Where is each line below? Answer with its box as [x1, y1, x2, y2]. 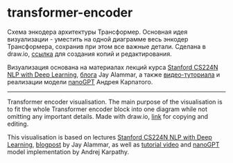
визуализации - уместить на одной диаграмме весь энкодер [7, 35, 189, 43]
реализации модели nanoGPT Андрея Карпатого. [7, 77, 153, 86]
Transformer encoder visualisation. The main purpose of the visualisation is [7, 97, 223, 106]
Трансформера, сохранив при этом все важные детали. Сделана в [7, 42, 206, 50]
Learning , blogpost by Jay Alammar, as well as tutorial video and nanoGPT [7, 140, 220, 148]
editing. [7, 119, 29, 128]
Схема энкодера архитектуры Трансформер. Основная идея [7, 28, 188, 36]
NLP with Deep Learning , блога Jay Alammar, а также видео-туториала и [7, 70, 221, 79]
